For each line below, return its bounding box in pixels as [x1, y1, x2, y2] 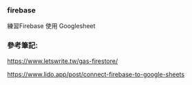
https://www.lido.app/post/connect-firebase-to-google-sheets [7, 70, 184, 78]
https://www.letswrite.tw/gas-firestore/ [7, 57, 118, 65]
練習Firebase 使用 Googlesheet [7, 22, 96, 30]
